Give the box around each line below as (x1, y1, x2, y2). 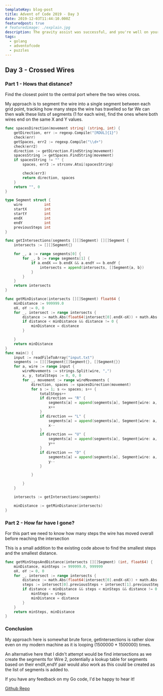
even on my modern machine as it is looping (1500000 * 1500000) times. (5, 641, 151, 647)
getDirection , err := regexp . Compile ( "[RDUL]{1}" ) (14, 130, 118, 135)
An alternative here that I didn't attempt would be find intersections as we (5, 651, 152, 657)
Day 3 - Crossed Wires (5, 66, 75, 74)
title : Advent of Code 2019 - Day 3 (5, 12, 79, 17)
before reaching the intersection (5, 535, 69, 541)
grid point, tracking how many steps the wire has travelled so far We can (5, 106, 150, 112)
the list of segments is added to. (5, 666, 69, 672)
